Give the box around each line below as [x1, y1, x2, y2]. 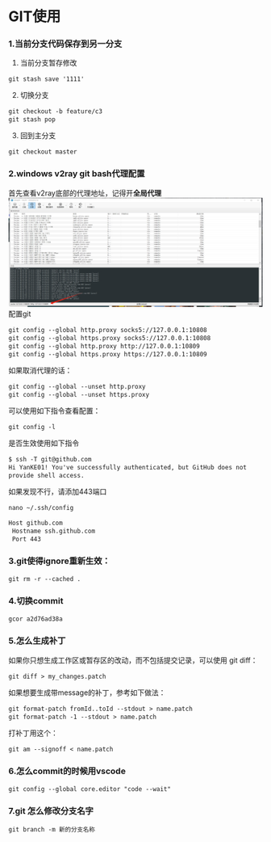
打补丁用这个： [8, 728, 58, 738]
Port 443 [11, 535, 42, 543]
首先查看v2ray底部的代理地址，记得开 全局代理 [8, 187, 162, 198]
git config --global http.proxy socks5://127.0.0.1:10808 [8, 326, 207, 334]
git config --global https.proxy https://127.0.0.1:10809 [8, 350, 207, 358]
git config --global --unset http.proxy [8, 382, 147, 390]
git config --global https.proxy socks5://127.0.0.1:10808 [8, 334, 211, 342]
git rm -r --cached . [8, 575, 81, 583]
